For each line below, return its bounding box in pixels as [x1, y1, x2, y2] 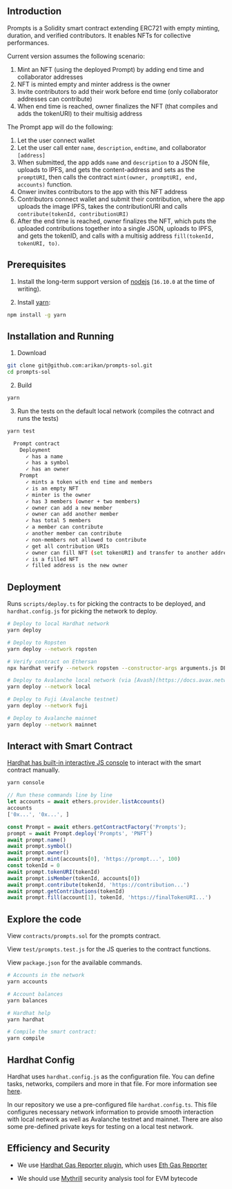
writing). [17, 285, 41, 293]
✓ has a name [25, 453, 64, 460]
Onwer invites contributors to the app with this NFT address [17, 187, 188, 196]
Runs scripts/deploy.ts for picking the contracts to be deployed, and [7, 600, 206, 608]
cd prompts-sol [7, 369, 51, 376]
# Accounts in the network [7, 972, 85, 979]
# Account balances [7, 991, 64, 998]
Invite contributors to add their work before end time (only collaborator [17, 87, 219, 95]
